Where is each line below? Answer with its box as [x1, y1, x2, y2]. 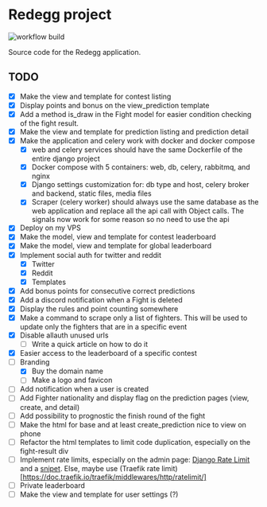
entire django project [31, 154, 101, 164]
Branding [19, 357, 50, 367]
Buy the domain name [31, 366, 104, 376]
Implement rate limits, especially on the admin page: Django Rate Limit [19, 454, 250, 464]
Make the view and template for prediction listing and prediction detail [19, 127, 249, 136]
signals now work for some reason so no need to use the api [31, 215, 230, 224]
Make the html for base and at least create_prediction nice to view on [19, 419, 246, 429]
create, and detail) [19, 402, 80, 411]
